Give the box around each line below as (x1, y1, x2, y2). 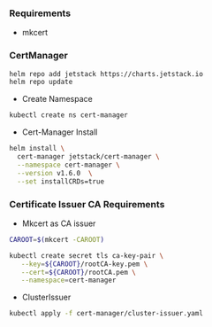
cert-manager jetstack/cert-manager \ (17, 152, 161, 161)
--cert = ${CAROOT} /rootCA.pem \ (20, 268, 137, 276)
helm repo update (9, 78, 73, 87)
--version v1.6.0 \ (17, 168, 93, 177)
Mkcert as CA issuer (21, 218, 96, 229)
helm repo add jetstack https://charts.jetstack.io (9, 69, 203, 78)
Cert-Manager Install (21, 127, 98, 137)
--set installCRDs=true (17, 176, 104, 186)
